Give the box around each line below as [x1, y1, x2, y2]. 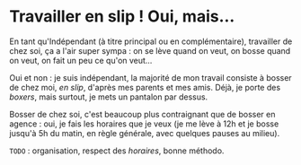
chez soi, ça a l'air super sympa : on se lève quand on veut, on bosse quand [9, 45, 291, 56]
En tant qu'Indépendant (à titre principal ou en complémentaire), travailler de [9, 36, 293, 47]
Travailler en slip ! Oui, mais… [9, 6, 235, 27]
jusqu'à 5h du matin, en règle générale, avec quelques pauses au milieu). [9, 127, 280, 138]
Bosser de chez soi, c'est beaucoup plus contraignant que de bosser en [9, 109, 276, 119]
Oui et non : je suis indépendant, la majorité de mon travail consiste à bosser [9, 72, 292, 82]
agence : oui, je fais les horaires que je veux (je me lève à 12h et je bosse [9, 118, 279, 129]
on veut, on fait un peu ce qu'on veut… [9, 55, 153, 65]
